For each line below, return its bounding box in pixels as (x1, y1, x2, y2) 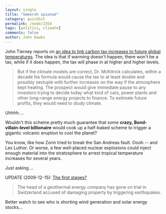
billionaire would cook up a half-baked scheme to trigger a (30, 124, 151, 130)
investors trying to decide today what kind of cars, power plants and (17, 90, 157, 96)
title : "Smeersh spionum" (5, 12, 58, 17)
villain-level (5, 124, 30, 130)
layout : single (5, 7, 37, 12)
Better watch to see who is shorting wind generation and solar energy (5, 199, 148, 205)
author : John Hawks (5, 35, 46, 40)
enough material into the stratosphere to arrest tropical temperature (5, 150, 143, 156)
